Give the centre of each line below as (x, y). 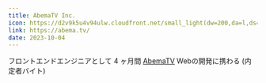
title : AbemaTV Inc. (42, 15)
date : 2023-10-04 (37, 38)
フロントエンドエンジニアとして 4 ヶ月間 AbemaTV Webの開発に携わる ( (127, 61)
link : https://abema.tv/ (49, 30)
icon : (17, 23)
